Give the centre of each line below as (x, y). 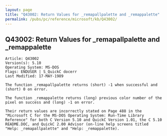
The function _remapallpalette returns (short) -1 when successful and (81, 85)
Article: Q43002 (22, 59)
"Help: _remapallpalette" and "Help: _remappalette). (62, 129)
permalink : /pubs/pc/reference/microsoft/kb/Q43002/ (61, 19)
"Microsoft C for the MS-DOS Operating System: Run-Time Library (74, 115)
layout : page (19, 10)
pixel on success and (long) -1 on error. (50, 102)
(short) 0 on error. (27, 89)
